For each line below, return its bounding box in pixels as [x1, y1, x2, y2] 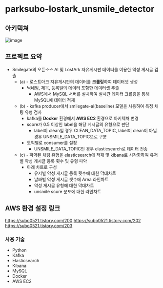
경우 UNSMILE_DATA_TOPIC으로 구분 [34, 133, 107, 140]
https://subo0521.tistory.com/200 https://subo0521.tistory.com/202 [5, 217, 141, 223]
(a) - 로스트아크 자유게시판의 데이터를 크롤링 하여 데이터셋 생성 [19, 79, 138, 84]
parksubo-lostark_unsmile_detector [5, 3, 155, 15]
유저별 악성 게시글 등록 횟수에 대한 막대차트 [34, 170, 116, 176]
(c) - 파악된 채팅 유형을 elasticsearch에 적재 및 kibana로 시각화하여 [19, 152, 149, 158]
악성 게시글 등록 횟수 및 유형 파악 [24, 158, 87, 164]
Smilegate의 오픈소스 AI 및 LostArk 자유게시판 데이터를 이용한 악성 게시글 [12, 66, 154, 72]
